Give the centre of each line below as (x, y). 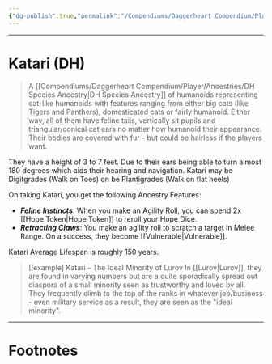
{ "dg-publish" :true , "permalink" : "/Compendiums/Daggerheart (110, 16)
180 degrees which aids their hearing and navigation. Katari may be (121, 170)
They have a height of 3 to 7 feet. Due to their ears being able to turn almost (135, 162)
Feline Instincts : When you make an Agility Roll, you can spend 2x (130, 210)
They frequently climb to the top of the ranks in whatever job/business (145, 293)
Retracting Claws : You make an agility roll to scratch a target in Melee (137, 227)
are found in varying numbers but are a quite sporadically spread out (142, 276)
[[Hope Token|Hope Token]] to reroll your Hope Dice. (108, 218)
